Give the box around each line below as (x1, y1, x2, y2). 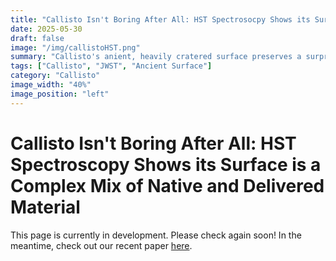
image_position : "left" (10, 89, 110, 99)
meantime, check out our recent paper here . (10, 239, 193, 251)
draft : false (10, 33, 65, 43)
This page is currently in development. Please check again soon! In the (10, 229, 302, 241)
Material (10, 196, 81, 218)
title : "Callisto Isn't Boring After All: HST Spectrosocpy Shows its (10, 14, 311, 25)
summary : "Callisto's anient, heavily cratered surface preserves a (10, 52, 302, 62)
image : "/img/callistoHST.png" (10, 42, 141, 53)
